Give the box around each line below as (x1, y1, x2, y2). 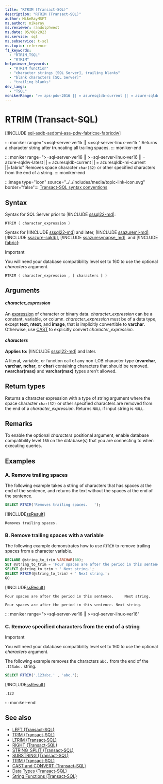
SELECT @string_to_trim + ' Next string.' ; (5, 567, 95, 572)
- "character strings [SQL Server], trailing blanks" (9, 71, 120, 75)
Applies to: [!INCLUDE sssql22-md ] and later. (5, 348, 97, 354)
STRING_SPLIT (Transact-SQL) (12, 747, 74, 753)
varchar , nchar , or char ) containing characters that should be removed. (5, 363, 149, 369)
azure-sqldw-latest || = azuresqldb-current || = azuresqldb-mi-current (5, 159, 146, 166)
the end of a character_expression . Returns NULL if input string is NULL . (5, 405, 145, 411)
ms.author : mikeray (5, 20, 45, 26)
